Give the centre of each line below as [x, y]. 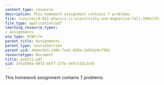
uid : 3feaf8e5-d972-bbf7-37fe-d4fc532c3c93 [50, 64]
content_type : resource [29, 9]
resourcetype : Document [29, 55]
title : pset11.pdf [24, 59]
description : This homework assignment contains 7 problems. [69, 14]
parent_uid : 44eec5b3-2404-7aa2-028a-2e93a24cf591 [58, 50]
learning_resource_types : [31, 28]
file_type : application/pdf [34, 23]
